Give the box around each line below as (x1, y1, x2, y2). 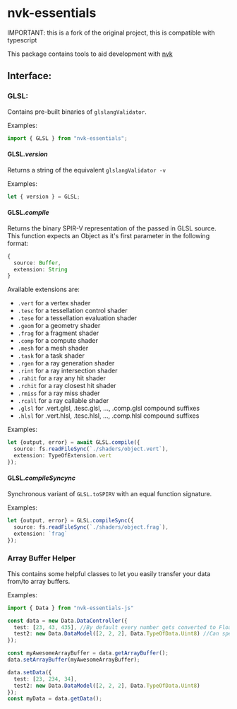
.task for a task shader (17, 351, 85, 360)
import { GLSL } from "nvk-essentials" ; (7, 134, 128, 142)
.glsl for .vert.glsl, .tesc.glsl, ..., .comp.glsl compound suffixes (17, 404, 200, 413)
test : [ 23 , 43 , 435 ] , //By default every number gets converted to (13, 623, 217, 631)
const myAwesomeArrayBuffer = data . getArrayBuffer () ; (7, 650, 169, 657)
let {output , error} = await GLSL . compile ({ (7, 439, 140, 446)
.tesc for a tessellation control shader (17, 306, 128, 315)
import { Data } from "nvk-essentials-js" (7, 604, 134, 611)
